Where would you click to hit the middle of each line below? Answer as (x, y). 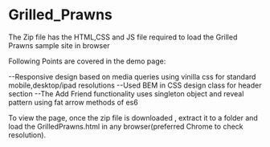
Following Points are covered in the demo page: (87, 61)
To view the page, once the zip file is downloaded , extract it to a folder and (133, 117)
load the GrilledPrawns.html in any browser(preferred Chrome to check (126, 126)
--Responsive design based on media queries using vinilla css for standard (132, 76)
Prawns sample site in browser (59, 45)
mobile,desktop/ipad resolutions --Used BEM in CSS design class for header (135, 85)
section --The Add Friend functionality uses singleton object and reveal (126, 93)
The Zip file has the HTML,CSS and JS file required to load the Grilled (123, 37)
